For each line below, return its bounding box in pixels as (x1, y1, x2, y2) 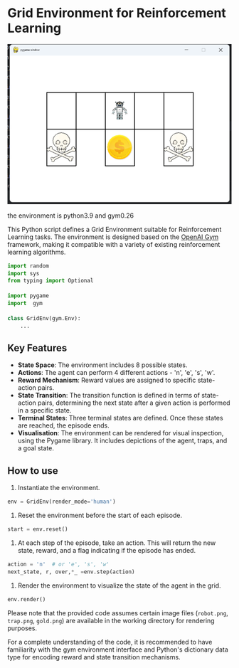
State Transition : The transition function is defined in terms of (17, 391, 201, 400)
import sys (7, 270, 40, 277)
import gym (7, 300, 43, 307)
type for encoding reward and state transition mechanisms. (7, 652, 181, 661)
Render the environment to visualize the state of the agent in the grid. (17, 581, 222, 590)
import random (7, 262, 50, 270)
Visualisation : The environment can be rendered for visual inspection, (17, 429, 224, 438)
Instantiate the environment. (17, 484, 100, 492)
